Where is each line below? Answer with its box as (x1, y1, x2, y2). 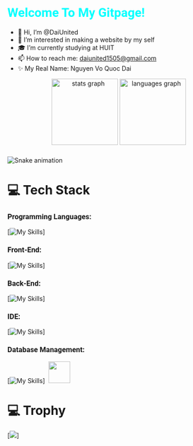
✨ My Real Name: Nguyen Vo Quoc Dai (17, 64, 132, 72)
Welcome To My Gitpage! (7, 5, 145, 20)
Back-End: (7, 278, 41, 288)
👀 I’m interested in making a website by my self (17, 35, 155, 44)
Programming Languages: (7, 212, 92, 221)
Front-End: (7, 245, 42, 255)
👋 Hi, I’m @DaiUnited (17, 28, 79, 36)
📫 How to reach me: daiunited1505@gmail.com (17, 54, 157, 62)
